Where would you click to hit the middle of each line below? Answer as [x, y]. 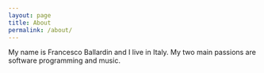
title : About [30, 23]
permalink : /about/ [40, 30]
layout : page [30, 15]
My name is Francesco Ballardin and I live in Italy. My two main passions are [132, 53]
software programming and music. [65, 60]
